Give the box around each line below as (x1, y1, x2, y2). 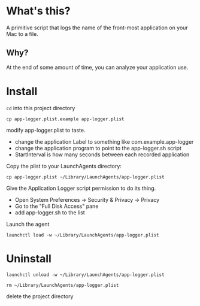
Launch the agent (6, 220, 50, 228)
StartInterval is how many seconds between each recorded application (14, 151, 190, 158)
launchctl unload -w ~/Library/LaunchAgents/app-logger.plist (6, 271, 165, 278)
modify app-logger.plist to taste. (6, 126, 86, 134)
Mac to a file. (6, 30, 39, 37)
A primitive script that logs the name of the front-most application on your (6, 24, 189, 31)
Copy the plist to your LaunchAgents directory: (6, 162, 122, 169)
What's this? (6, 4, 71, 18)
